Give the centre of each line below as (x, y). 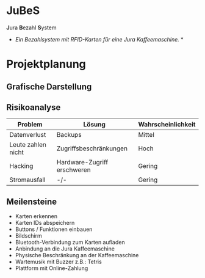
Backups (69, 135)
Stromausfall (27, 180)
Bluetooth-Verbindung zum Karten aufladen (70, 243)
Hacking (21, 166)
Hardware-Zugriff (82, 163)
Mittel (146, 135)
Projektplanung (46, 64)
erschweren (74, 170)
